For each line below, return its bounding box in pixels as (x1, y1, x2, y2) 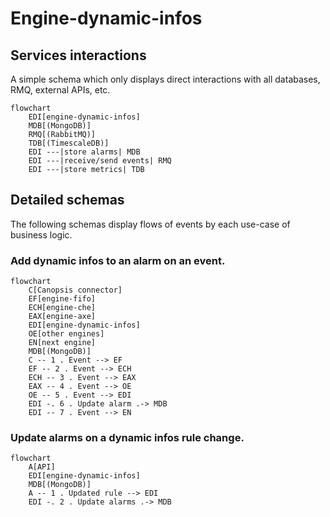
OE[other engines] (28, 329, 105, 339)
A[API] (28, 462, 56, 472)
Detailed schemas (10, 192, 125, 209)
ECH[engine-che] (28, 303, 97, 313)
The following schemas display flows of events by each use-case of (10, 218, 291, 230)
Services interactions (10, 47, 147, 64)
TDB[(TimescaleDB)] (28, 138, 110, 148)
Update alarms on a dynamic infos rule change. (10, 431, 245, 445)
